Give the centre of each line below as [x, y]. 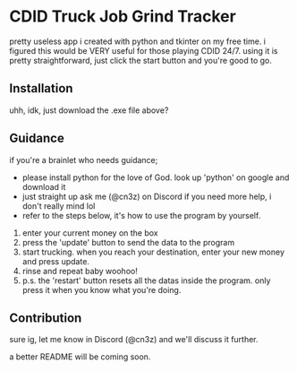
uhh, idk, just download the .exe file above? [89, 110]
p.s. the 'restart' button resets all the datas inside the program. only [146, 280]
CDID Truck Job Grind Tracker [123, 17]
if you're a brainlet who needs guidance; [84, 160]
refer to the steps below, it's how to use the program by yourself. [141, 215]
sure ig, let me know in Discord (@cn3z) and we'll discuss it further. [134, 340]
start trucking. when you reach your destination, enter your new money [153, 252]
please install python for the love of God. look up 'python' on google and [156, 177]
